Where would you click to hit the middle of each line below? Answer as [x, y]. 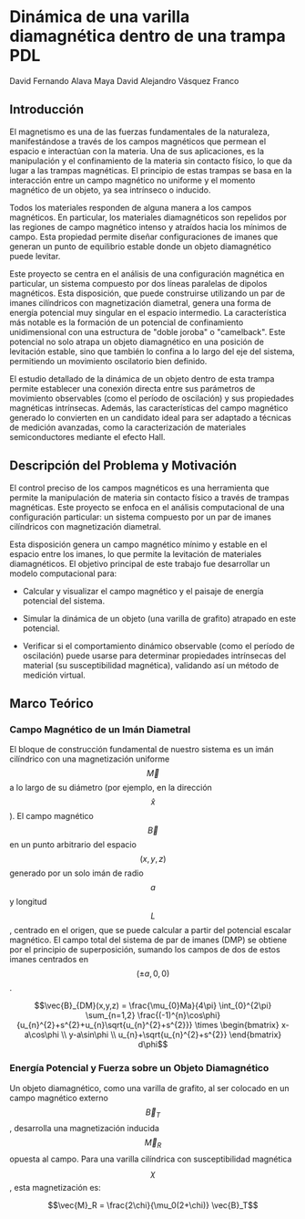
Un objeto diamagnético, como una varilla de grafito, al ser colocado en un [149, 1088]
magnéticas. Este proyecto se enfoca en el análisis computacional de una [147, 507]
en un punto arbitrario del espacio [73, 845]
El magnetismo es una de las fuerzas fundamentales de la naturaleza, [140, 131]
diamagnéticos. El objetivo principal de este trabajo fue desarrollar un [140, 563]
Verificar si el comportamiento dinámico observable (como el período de [158, 646]
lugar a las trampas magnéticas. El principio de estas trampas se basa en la [151, 170]
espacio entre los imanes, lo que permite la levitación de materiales [136, 553]
